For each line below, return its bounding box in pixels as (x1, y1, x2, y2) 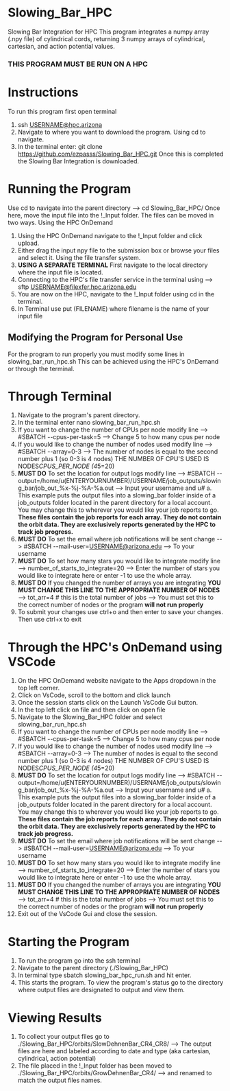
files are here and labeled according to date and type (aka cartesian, (17, 1047, 211, 1055)
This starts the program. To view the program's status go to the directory (17, 978, 224, 987)
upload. (17, 239, 40, 247)
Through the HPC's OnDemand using (8, 640, 222, 655)
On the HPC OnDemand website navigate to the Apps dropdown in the (17, 677, 216, 685)
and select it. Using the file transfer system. (17, 253, 141, 261)
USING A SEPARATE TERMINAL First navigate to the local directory (17, 261, 208, 269)
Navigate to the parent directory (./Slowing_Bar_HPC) (17, 964, 168, 972)
